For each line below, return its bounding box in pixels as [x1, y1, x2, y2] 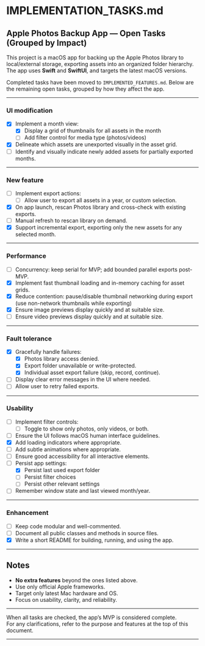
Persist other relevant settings [24, 480, 100, 487]
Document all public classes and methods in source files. [15, 529, 159, 536]
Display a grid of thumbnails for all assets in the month [24, 127, 162, 135]
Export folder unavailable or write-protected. [24, 362, 137, 369]
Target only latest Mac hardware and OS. [15, 589, 118, 597]
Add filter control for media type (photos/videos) [24, 134, 146, 141]
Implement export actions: [15, 189, 81, 197]
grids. [15, 286, 31, 293]
